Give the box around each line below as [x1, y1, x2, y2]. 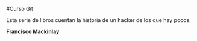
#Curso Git [6, 5, 33, 12]
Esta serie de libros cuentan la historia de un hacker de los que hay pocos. [6, 17, 191, 23]
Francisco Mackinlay [6, 28, 60, 35]
